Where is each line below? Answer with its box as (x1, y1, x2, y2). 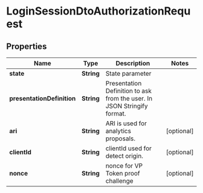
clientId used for (105, 144, 152, 152)
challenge (105, 177, 134, 185)
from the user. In (105, 94, 153, 102)
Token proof (105, 169, 140, 177)
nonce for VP (105, 162, 143, 170)
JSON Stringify (105, 102, 148, 110)
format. (105, 110, 126, 117)
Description (115, 59, 150, 67)
